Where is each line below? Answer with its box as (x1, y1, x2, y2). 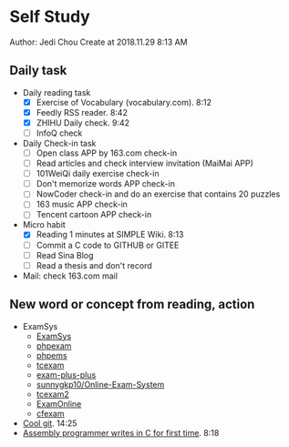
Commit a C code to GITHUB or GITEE (36, 239, 180, 250)
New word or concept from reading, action (9, 297, 255, 312)
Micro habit (22, 219, 66, 230)
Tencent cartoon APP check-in (36, 209, 152, 220)
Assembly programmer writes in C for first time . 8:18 (22, 427, 220, 438)
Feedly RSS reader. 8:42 (36, 107, 128, 117)
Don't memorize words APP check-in (36, 178, 176, 189)
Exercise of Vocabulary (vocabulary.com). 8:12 (36, 97, 212, 107)
